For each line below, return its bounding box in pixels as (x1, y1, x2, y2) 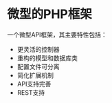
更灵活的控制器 (16, 45, 60, 53)
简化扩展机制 (16, 71, 54, 79)
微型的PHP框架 (7, 6, 93, 22)
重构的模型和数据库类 (16, 53, 78, 62)
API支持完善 (16, 79, 52, 88)
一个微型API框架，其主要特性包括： (7, 30, 108, 39)
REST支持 (16, 88, 45, 97)
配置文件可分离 (16, 62, 60, 71)
